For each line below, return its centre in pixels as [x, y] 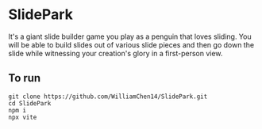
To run [25, 78]
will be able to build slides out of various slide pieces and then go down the [131, 44]
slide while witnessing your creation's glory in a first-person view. [116, 53]
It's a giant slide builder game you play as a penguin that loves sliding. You [130, 36]
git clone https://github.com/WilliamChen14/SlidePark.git [108, 97]
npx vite [23, 117]
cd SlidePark [30, 103]
